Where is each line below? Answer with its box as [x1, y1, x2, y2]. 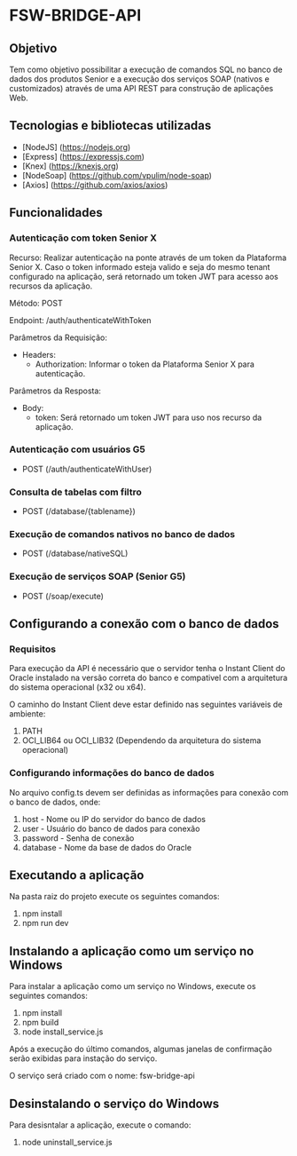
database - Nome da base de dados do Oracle [21, 842, 192, 852]
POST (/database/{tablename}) [21, 506, 136, 517]
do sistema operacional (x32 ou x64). [9, 682, 146, 693]
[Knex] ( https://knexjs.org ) [21, 161, 120, 171]
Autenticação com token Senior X [9, 232, 158, 244]
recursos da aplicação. [9, 281, 93, 291]
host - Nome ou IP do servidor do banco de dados [21, 813, 207, 824]
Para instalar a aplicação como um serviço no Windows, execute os [9, 981, 256, 992]
